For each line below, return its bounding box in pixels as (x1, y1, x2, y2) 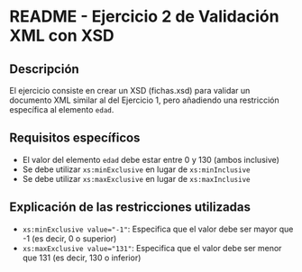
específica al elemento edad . (9, 104, 114, 114)
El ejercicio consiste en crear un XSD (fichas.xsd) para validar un (9, 86, 251, 95)
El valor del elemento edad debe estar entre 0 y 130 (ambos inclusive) (22, 154, 279, 165)
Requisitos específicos (9, 131, 141, 146)
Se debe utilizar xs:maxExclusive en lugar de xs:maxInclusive (22, 173, 251, 184)
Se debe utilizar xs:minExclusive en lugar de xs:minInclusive (22, 164, 251, 175)
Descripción (9, 61, 79, 77)
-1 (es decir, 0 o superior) (22, 232, 117, 244)
